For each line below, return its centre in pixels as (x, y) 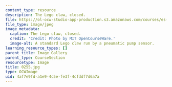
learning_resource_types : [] (36, 48)
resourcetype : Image (27, 62)
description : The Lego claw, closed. (46, 15)
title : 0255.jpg (23, 67)
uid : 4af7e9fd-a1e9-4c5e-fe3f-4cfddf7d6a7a (52, 77)
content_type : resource (31, 10)
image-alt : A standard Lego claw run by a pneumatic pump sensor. (82, 43)
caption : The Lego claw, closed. (46, 34)
